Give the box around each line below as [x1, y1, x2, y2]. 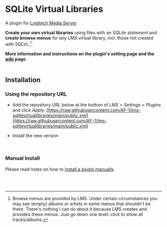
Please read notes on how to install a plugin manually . [5, 166, 115, 172]
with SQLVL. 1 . [5, 40, 33, 47]
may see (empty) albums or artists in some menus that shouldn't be [12, 201, 151, 207]
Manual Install [5, 155, 40, 162]
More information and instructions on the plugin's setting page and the [5, 51, 155, 57]
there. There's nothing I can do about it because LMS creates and [12, 206, 147, 212]
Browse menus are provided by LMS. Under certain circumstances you [12, 195, 158, 201]
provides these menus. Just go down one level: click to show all [12, 211, 143, 217]
